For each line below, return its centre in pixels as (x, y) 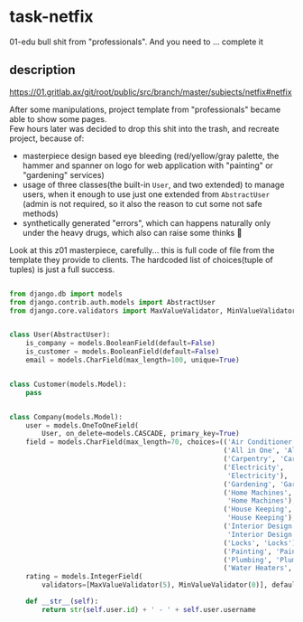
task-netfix (51, 17)
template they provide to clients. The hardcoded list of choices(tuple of (141, 259)
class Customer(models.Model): (68, 384)
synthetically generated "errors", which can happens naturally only (147, 222)
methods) (40, 213)
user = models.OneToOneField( (83, 425)
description (42, 70)
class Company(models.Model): (66, 417)
